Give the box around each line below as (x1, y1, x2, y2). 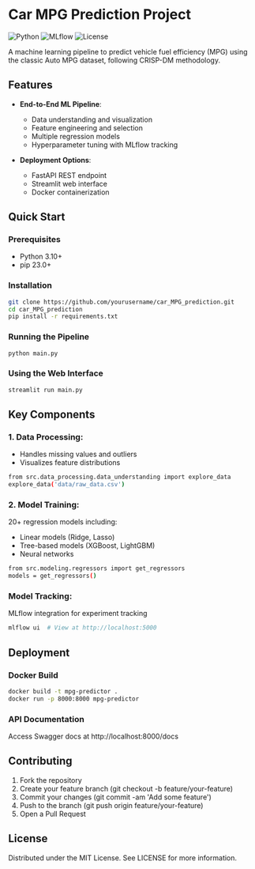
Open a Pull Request (19, 809, 87, 818)
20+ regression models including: (8, 517, 118, 527)
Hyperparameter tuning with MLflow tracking (31, 140, 178, 149)
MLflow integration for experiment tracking (8, 609, 148, 618)
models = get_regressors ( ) (8, 572, 97, 580)
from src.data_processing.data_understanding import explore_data (8, 473, 231, 482)
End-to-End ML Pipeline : (19, 99, 102, 108)
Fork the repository (19, 775, 83, 784)
